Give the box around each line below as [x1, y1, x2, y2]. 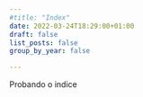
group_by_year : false [9, 47, 91, 56]
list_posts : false [9, 38, 78, 48]
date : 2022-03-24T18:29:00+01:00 [9, 22, 135, 31]
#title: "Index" [9, 13, 70, 22]
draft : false [9, 30, 58, 39]
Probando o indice [9, 79, 78, 90]
